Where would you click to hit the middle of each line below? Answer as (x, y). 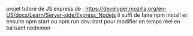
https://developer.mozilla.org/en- (126, 9)
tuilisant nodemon (28, 28)
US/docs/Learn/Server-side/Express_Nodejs (61, 15)
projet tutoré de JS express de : (45, 9)
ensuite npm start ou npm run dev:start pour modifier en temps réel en (93, 21)
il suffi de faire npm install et (152, 15)
